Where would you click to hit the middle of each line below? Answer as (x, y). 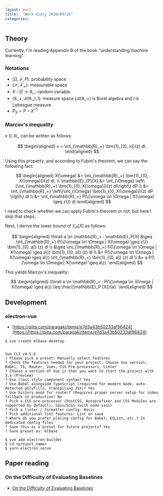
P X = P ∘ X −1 (25, 111)
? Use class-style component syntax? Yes (48, 380)
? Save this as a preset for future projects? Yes (58, 427)
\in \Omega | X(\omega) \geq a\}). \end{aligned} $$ (91, 263)
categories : (17, 19)
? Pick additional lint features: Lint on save (54, 414)
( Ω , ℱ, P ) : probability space (39, 79)
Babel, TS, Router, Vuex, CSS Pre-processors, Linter (61, 367)
